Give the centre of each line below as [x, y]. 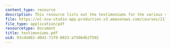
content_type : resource [31, 10]
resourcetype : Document [31, 28]
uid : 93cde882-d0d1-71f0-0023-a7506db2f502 [52, 38]
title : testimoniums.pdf [32, 33]
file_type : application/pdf [35, 24]
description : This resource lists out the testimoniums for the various [84, 14]
